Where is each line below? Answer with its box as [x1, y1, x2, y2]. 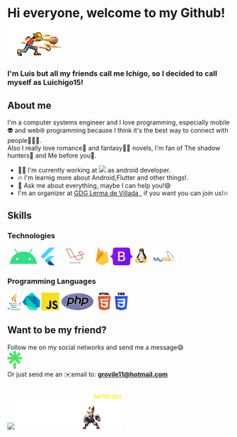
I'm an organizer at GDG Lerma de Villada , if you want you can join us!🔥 [17, 189, 229, 197]
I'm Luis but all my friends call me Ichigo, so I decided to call [7, 69, 218, 78]
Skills [7, 210, 32, 222]
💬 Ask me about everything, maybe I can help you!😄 [17, 181, 171, 190]
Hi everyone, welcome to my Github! [7, 5, 226, 21]
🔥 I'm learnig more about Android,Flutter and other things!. [17, 173, 189, 182]
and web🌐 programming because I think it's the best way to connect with [14, 126, 229, 134]
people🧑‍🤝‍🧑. [7, 136, 42, 144]
